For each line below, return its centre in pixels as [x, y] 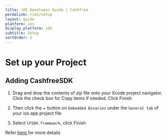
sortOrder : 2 [19, 38]
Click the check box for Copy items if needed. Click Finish [72, 98]
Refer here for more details [33, 132]
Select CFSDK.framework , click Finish [49, 122]
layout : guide [20, 19]
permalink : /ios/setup [29, 14]
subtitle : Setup [22, 33]
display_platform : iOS [29, 28]
